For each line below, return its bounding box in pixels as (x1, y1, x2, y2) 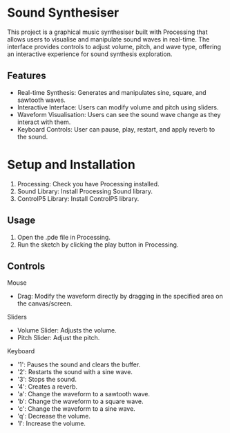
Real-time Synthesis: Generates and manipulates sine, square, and (17, 88, 207, 96)
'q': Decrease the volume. (17, 412, 91, 421)
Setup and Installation (7, 157, 136, 173)
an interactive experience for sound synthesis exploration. (7, 50, 173, 58)
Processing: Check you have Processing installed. (17, 179, 160, 188)
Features (7, 70, 46, 82)
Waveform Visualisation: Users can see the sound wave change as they (17, 110, 221, 118)
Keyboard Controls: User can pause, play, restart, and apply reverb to (17, 125, 215, 133)
